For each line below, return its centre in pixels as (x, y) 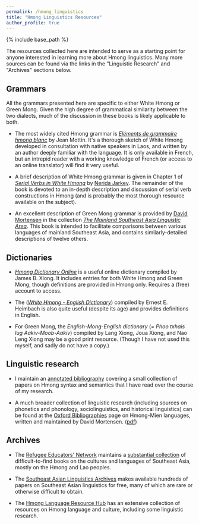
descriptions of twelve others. (51, 239)
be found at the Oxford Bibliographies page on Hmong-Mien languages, (103, 415)
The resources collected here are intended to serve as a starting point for (96, 51)
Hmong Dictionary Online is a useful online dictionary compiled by (96, 272)
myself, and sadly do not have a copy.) (62, 345)
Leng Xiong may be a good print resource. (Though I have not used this (102, 339)
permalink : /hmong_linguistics (45, 12)
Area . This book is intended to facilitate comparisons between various (100, 226)
